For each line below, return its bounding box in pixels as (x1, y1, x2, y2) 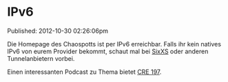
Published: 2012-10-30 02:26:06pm (7, 27, 109, 35)
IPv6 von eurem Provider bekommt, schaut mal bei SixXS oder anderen (7, 47, 209, 55)
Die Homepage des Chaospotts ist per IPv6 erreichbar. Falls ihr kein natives (7, 40, 222, 48)
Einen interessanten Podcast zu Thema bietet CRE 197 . (7, 68, 162, 76)
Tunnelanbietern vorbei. (7, 54, 75, 62)
